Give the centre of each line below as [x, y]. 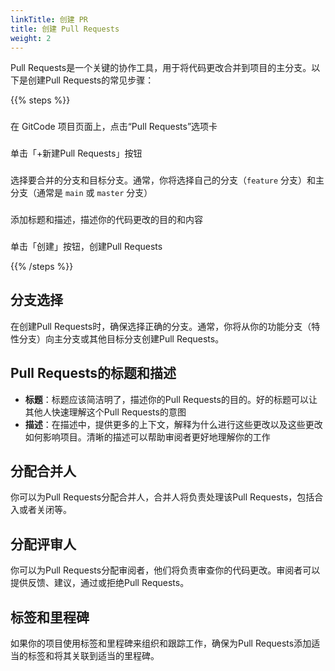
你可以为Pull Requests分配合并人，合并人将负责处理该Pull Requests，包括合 [167, 497]
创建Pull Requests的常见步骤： [91, 80]
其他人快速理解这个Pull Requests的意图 [105, 412]
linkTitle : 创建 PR [49, 19]
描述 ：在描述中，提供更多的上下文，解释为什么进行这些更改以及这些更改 [173, 424]
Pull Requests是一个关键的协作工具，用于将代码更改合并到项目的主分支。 [161, 68]
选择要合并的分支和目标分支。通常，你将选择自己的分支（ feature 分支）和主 [167, 180]
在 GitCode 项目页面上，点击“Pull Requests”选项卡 [114, 127]
